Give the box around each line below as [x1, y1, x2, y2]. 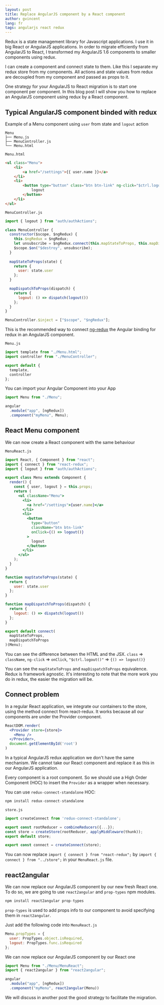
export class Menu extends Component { [5, 475, 86, 480]
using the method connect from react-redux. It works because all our [5, 709, 144, 714]
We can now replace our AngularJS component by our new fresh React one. [5, 884, 158, 890]
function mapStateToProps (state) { [5, 575, 78, 580]
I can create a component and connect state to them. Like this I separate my [5, 64, 158, 70]
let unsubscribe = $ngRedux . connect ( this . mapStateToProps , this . [14, 241, 150, 246]
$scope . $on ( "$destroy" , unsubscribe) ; [14, 246, 93, 251]
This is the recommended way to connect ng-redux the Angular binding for [5, 327, 156, 333]
